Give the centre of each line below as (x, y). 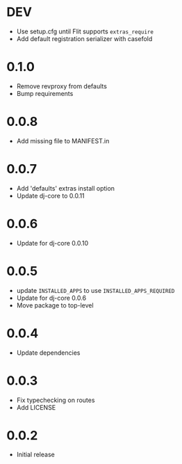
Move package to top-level (55, 305)
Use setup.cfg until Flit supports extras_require (85, 31)
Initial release (35, 455)
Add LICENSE (36, 407)
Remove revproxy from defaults (61, 86)
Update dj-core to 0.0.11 (50, 195)
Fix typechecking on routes (56, 400)
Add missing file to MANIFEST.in (63, 141)
